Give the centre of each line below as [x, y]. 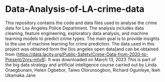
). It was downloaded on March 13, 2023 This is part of [100, 59]
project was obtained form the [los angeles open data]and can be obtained [82, 49]
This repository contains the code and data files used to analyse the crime [81, 23]
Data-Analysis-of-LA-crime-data [75, 9]
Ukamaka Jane [20, 75]
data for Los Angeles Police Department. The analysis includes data [75, 28]
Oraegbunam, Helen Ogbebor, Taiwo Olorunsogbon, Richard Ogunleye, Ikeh [83, 70]
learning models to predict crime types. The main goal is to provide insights [82, 39]
